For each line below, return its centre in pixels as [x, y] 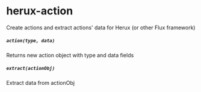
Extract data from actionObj [41, 82]
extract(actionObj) [31, 68]
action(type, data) [31, 41]
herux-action [40, 11]
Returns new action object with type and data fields [70, 55]
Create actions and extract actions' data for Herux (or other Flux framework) [101, 27]
